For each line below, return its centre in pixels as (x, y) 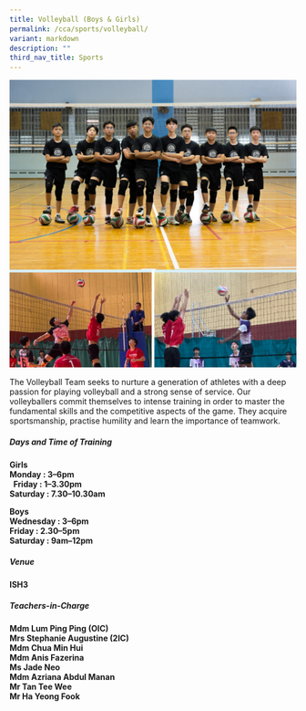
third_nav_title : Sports (56, 58)
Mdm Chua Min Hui (46, 648)
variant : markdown (44, 38)
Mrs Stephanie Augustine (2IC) (69, 638)
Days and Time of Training (61, 442)
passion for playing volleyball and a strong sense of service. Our (130, 392)
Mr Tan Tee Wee (41, 687)
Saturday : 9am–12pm (51, 541)
